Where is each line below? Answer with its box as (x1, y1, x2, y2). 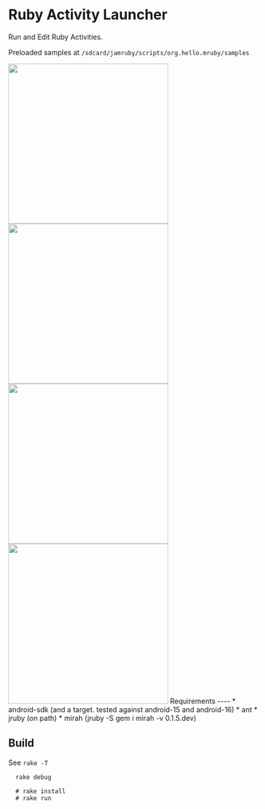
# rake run (15, 794, 52, 802)
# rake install (15, 787, 66, 795)
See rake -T (8, 758, 49, 767)
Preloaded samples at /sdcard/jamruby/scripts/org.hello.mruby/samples (8, 47, 250, 57)
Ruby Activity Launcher (8, 6, 168, 24)
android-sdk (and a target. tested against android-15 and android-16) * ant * (8, 704, 258, 714)
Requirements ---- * (169, 696, 236, 706)
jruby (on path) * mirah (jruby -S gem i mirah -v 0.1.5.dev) (8, 713, 197, 723)
